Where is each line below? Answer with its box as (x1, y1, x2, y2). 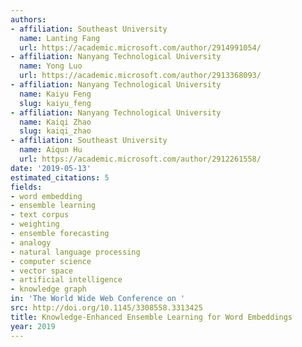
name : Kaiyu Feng (19, 89, 92, 99)
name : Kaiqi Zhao (19, 117, 92, 127)
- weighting (10, 219, 60, 230)
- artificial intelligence (10, 275, 123, 285)
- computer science (10, 256, 92, 266)
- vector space (10, 266, 74, 276)
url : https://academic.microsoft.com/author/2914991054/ (19, 42, 262, 53)
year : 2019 (10, 321, 56, 331)
